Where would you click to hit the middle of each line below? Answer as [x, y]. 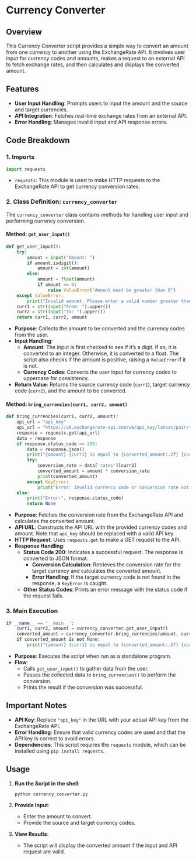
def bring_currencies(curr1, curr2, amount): [62, 416]
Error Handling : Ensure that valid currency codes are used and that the [100, 732]
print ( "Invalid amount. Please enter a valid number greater [103, 301]
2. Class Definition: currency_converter [62, 201]
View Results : [32, 834]
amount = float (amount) [66, 279]
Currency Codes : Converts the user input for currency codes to [100, 372]
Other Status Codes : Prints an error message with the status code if [105, 590]
